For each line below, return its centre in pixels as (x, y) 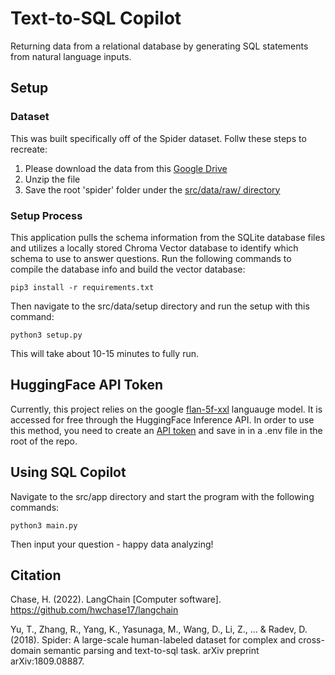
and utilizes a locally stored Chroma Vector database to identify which (154, 248)
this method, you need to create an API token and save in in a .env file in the (166, 430)
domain (26, 651)
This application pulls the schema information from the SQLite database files (168, 237)
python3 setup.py (46, 335)
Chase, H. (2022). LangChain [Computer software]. (116, 599)
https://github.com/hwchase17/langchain (94, 610)
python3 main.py (44, 525)
